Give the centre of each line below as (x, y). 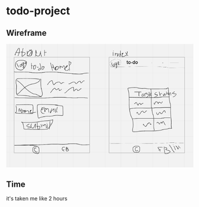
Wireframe (26, 33)
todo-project (38, 11)
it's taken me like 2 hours (37, 198)
